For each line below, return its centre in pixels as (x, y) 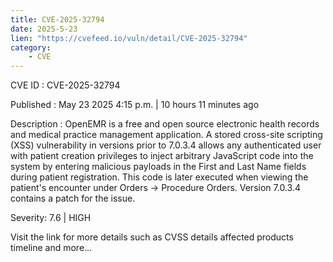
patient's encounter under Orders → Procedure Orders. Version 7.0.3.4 (155, 188)
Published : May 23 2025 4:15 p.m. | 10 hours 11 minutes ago (135, 105)
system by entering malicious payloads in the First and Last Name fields (158, 167)
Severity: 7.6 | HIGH (51, 218)
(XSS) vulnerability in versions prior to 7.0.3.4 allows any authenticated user (166, 145)
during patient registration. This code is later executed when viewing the (159, 177)
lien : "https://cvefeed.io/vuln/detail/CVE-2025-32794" (129, 38)
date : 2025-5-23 (44, 29)
